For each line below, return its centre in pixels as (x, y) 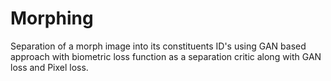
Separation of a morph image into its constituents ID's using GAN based (158, 46)
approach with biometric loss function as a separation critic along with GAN (166, 56)
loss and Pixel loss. (49, 67)
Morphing (52, 18)
